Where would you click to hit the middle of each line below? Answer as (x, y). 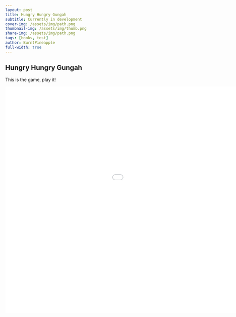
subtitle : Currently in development (44, 19)
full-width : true (23, 47)
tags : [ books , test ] (27, 38)
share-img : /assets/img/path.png (40, 33)
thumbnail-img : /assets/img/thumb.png (46, 29)
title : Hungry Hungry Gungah (36, 15)
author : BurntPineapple (30, 43)
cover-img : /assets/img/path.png (40, 24)
